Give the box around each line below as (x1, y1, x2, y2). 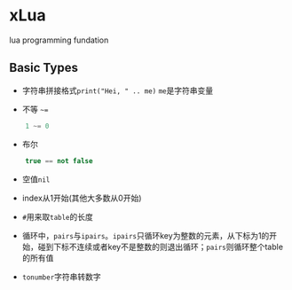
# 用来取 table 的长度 (21, 211, 93, 222)
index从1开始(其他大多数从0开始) (21, 192, 142, 203)
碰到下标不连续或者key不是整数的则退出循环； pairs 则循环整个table (37, 241, 284, 252)
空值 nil (21, 174, 51, 184)
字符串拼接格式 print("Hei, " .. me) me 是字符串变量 (21, 85, 214, 96)
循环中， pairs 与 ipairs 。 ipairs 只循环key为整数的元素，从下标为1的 (21, 230, 270, 240)
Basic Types (9, 60, 78, 75)
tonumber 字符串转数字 (21, 271, 102, 282)
